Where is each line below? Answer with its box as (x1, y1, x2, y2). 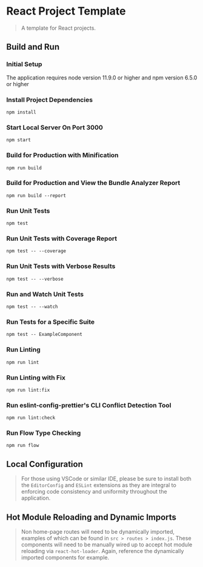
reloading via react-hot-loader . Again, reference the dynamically (21, 548, 184, 555)
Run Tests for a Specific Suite (6, 317, 95, 326)
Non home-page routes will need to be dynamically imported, (21, 528, 175, 535)
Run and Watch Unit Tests (6, 290, 84, 298)
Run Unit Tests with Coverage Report (6, 235, 117, 243)
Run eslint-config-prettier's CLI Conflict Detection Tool (6, 401, 171, 409)
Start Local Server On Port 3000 (6, 123, 103, 132)
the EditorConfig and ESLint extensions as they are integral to (21, 481, 177, 489)
